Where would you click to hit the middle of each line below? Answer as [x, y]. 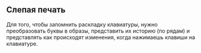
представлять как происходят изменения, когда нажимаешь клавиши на [101, 37]
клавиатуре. [22, 43]
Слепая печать [36, 10]
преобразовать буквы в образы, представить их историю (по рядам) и [98, 31]
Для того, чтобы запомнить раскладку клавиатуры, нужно [82, 24]
